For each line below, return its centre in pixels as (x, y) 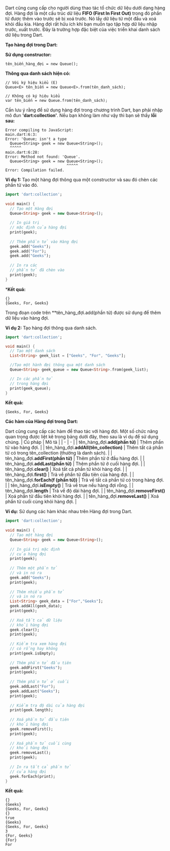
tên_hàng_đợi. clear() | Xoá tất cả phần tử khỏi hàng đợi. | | (66, 469)
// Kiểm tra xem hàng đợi (38, 644)
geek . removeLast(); (30, 753)
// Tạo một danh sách (33, 351)
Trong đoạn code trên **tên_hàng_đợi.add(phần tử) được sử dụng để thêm (83, 313)
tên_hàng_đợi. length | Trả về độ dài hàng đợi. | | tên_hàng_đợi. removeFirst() (85, 491)
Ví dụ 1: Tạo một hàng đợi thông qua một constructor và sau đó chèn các (82, 180)
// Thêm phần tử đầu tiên (41, 663)
